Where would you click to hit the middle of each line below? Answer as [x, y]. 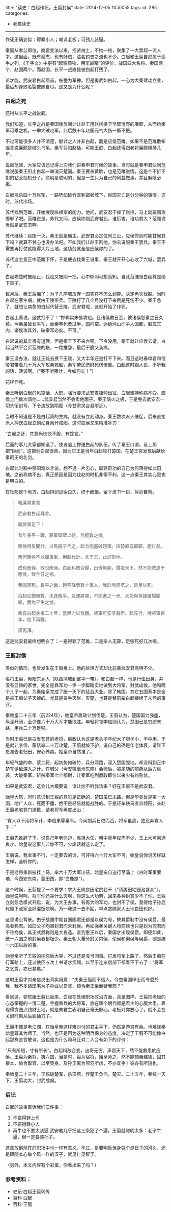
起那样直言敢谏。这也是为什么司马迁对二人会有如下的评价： [68, 1039]
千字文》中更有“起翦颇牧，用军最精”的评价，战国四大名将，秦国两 [94, 63]
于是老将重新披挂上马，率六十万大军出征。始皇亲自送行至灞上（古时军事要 [83, 872]
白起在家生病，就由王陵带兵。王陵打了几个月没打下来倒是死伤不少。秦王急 [83, 300]
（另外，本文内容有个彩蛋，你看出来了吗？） [52, 1165]
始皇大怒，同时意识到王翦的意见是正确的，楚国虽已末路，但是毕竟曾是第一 [83, 797]
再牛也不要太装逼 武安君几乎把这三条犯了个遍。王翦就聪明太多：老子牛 [87, 1130]
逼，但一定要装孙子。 [35, 1137]
